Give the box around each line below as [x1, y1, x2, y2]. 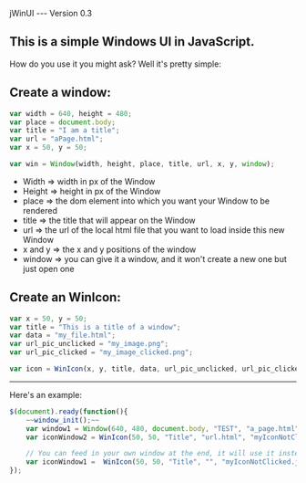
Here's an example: [9, 389, 82, 400]
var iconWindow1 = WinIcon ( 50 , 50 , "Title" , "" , [25, 457, 219, 467]
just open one [22, 263, 75, 274]
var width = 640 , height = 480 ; [9, 109, 132, 118]
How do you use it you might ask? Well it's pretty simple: [9, 58, 221, 69]
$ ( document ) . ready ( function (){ [9, 406, 128, 416]
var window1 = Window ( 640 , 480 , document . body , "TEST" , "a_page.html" [25, 424, 300, 433]
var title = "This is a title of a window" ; [9, 322, 181, 331]
